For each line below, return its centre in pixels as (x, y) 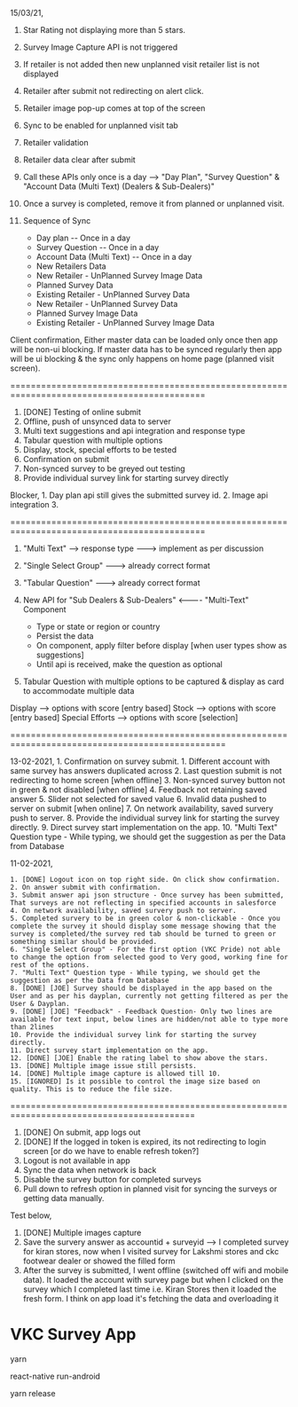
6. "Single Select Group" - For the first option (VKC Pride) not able (145, 949)
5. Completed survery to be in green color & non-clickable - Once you (145, 918)
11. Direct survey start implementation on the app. (110, 1050)
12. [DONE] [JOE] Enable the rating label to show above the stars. (139, 1058)
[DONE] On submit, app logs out (82, 1132)
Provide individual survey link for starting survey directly (125, 478)
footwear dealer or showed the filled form (99, 1261)
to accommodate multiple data (78, 691)
